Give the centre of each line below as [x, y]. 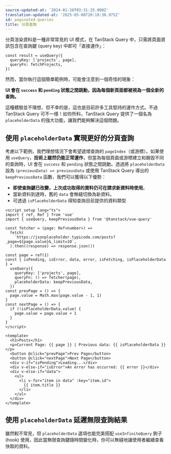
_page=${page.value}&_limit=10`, [41, 242]
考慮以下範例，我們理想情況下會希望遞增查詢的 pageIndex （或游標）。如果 [82, 151]
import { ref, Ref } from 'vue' [40, 215]
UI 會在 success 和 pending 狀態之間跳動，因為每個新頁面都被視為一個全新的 [85, 90]
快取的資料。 [19, 446]
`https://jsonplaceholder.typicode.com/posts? [65, 237]
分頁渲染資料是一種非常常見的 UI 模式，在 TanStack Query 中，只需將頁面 [83, 39]
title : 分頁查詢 [21, 24]
